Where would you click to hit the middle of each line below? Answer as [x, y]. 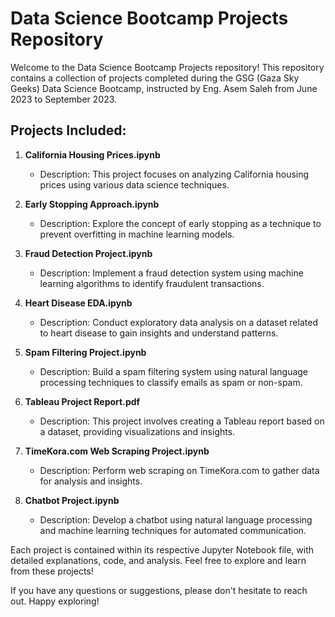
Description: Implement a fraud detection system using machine [171, 273]
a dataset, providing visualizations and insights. [137, 431]
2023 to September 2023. [64, 99]
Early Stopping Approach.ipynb [92, 204]
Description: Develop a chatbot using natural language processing [176, 519]
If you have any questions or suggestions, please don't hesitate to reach [159, 590]
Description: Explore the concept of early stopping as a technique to [180, 223]
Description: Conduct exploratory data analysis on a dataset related [178, 322]
